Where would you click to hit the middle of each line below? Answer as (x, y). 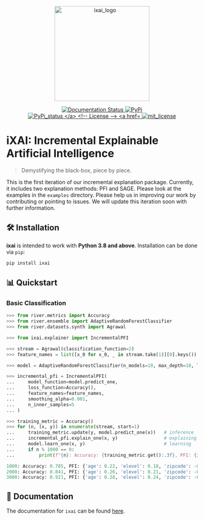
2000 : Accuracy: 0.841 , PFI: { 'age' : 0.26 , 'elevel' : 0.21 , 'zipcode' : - (102, 472)
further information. (31, 208)
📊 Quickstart (32, 283)
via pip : (16, 251)
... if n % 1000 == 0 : (40, 450)
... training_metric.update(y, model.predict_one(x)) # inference (100, 433)
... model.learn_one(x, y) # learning (99, 444)
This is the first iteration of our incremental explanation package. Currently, (100, 182)
